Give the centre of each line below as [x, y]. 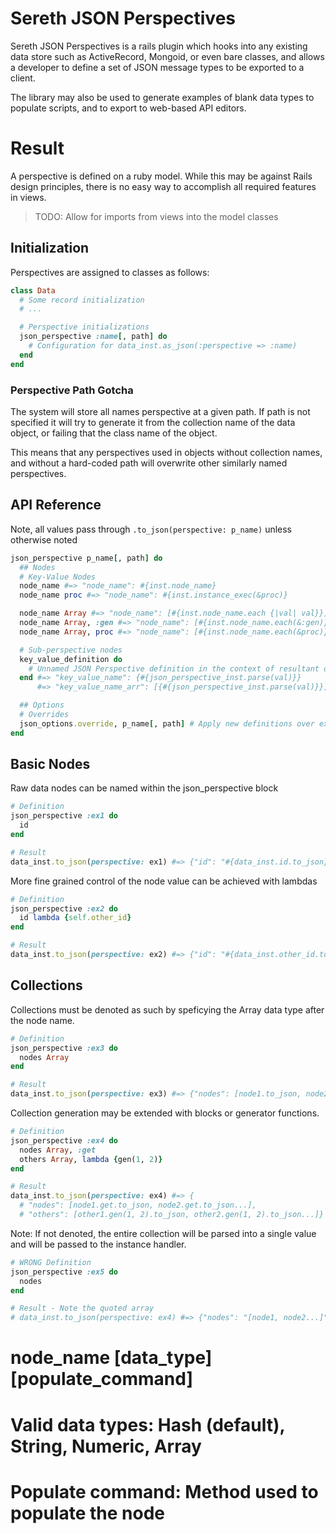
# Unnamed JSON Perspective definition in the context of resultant [174, 668]
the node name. [42, 1020]
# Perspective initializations [84, 327]
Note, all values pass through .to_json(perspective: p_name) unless [151, 529]
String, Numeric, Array [106, 1446]
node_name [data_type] [111, 1358]
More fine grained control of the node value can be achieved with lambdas [164, 881]
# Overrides [44, 715]
